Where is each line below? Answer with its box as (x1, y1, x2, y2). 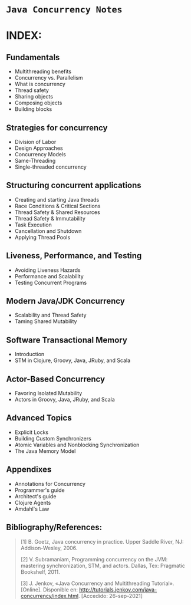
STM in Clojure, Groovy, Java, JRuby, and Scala (14, 357, 131, 364)
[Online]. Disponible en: (20, 586, 78, 593)
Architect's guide (14, 492, 57, 499)
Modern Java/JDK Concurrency (6, 296, 125, 306)
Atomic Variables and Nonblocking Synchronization (14, 441, 140, 448)
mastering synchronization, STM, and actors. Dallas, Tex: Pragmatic (20, 562, 186, 569)
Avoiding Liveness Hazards (14, 267, 81, 274)
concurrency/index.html (20, 592, 78, 599)
